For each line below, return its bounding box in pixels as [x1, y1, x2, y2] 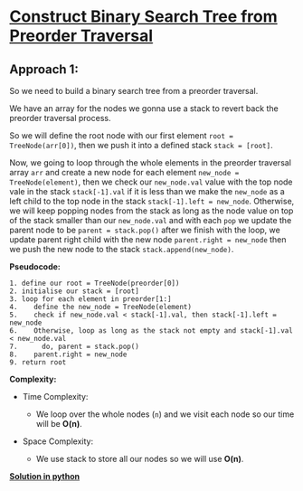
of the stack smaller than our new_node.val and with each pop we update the [9, 215, 292, 225]
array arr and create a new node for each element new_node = [9, 167, 240, 177]
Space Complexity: [22, 436, 93, 447]
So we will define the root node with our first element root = [9, 130, 233, 141]
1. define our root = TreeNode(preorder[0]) [9, 279, 180, 288]
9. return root [9, 358, 67, 367]
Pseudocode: [9, 261, 62, 272]
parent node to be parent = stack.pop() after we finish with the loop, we [9, 224, 280, 235]
